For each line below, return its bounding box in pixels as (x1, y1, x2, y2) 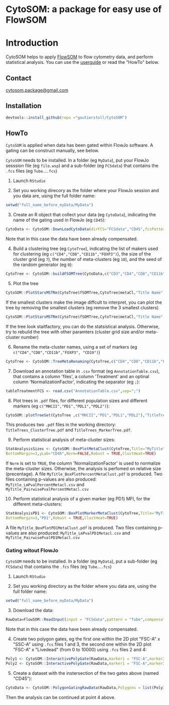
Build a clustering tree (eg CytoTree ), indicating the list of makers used (13, 245, 158, 252)
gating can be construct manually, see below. (6, 147, 99, 154)
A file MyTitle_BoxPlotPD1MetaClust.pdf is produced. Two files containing (6, 524, 157, 531)
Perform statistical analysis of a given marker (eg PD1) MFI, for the (13, 496, 150, 502)
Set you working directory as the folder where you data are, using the (13, 583, 157, 589)
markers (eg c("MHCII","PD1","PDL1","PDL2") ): (13, 403, 110, 409)
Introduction (6, 37, 59, 49)
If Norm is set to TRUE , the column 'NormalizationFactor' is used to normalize (6, 460, 161, 466)
